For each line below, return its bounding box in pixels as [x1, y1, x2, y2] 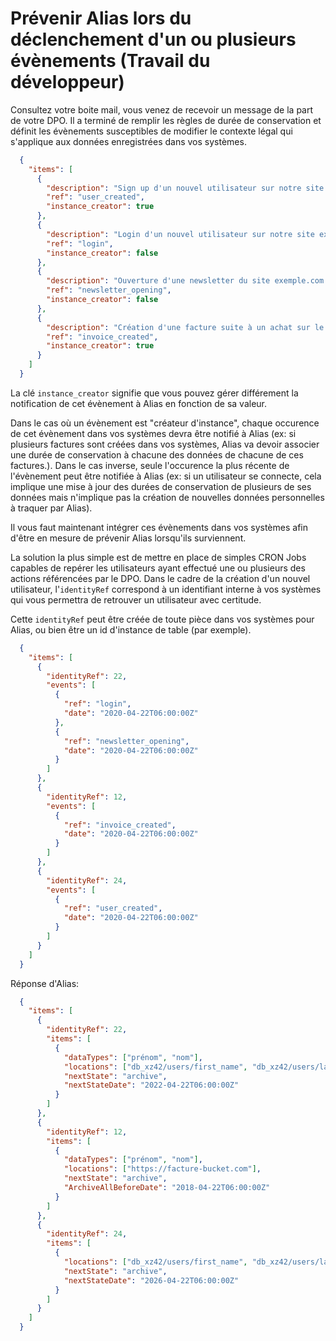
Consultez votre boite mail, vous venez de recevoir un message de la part [10, 103, 314, 116]
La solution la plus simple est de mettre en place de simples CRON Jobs [10, 551, 307, 563]
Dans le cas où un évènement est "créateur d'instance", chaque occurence [10, 417, 320, 429]
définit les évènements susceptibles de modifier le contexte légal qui [10, 125, 293, 137]
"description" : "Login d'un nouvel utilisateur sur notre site [46, 229, 315, 239]
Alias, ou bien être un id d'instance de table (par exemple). [10, 623, 252, 636]
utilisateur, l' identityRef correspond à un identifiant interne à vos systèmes [10, 583, 322, 595]
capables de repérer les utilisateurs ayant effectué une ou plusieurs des [10, 562, 306, 574]
